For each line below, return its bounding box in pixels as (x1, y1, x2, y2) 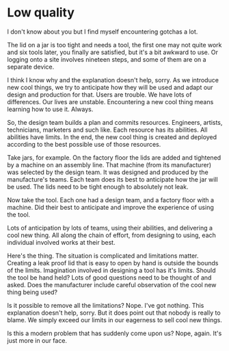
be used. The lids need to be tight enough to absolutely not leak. (7, 182, 189, 191)
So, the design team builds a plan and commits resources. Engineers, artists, (7, 118, 223, 126)
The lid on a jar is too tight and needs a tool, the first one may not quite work (7, 40, 222, 49)
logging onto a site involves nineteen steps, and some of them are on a (7, 55, 206, 63)
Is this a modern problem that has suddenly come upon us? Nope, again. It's (7, 329, 222, 337)
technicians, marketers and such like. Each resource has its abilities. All (7, 125, 208, 134)
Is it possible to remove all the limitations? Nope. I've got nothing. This (7, 301, 204, 309)
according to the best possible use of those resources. (7, 140, 161, 148)
